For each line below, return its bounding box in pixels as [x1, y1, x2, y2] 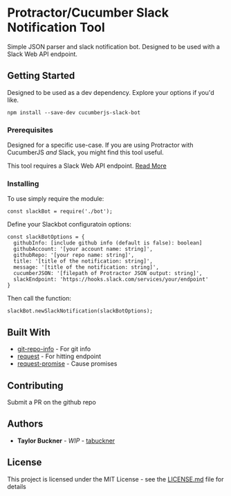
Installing [7, 179, 39, 188]
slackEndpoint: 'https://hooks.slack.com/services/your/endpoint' [13, 276, 209, 283]
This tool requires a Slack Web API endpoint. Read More [7, 161, 167, 170]
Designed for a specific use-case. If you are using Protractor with [7, 141, 194, 150]
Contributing [7, 380, 64, 391]
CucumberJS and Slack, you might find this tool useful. [7, 148, 164, 157]
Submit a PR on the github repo [7, 398, 97, 406]
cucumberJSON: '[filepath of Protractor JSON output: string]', [13, 270, 203, 277]
